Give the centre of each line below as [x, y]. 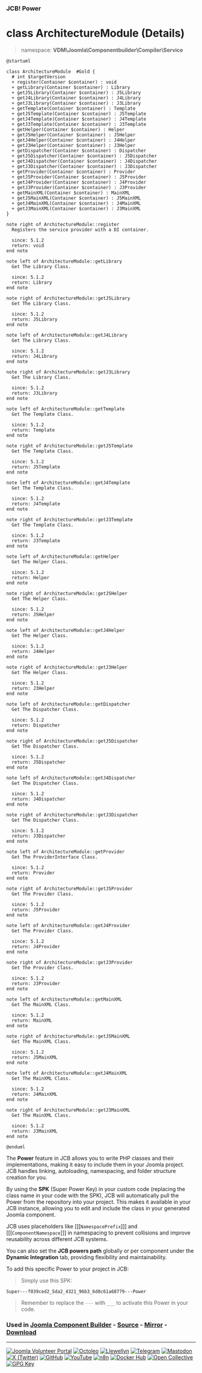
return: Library [32, 282]
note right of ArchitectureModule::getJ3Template [70, 519]
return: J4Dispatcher [39, 799]
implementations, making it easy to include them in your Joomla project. [95, 1165]
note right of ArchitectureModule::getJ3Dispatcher [72, 815]
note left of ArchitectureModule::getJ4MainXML [67, 1073]
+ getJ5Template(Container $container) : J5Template [79, 114]
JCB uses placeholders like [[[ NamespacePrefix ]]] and [72, 1226]
